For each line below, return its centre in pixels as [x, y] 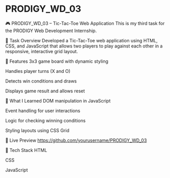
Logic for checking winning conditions [45, 120]
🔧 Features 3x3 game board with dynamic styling [57, 61]
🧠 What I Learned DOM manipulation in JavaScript [58, 100]
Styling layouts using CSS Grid [38, 130]
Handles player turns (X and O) [38, 71]
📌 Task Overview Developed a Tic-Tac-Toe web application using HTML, [81, 40]
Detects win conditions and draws [41, 81]
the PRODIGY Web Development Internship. [51, 31]
